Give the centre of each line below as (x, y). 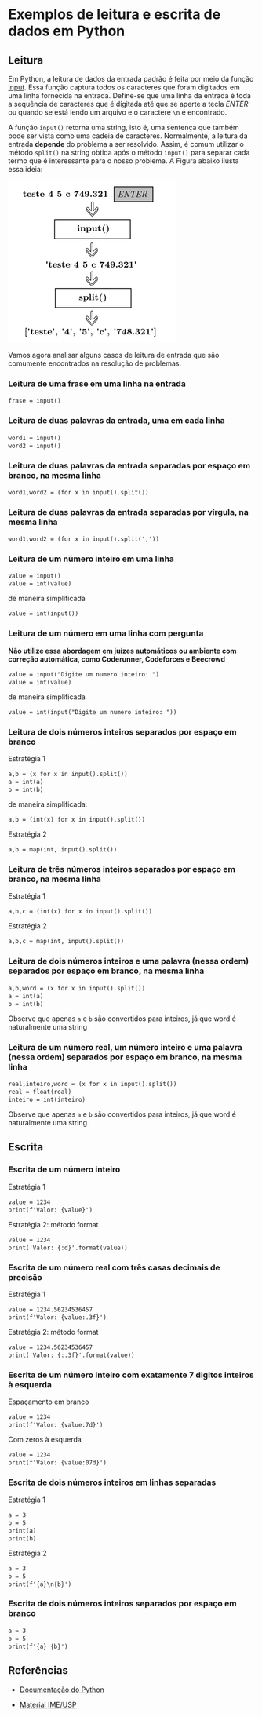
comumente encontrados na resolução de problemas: (95, 363)
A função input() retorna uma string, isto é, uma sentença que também (124, 128)
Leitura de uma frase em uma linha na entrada (97, 384)
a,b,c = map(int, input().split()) (66, 942)
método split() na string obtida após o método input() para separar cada (129, 152)
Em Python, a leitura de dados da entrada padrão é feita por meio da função (131, 79)
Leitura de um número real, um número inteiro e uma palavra (125, 1047)
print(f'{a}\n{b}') (40, 1584)
